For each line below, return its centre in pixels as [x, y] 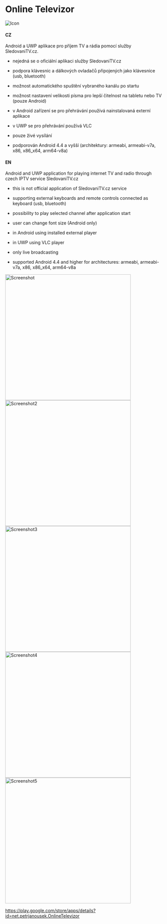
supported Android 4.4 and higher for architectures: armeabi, [76, 262]
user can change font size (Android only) [55, 223]
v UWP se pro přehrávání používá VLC [52, 126]
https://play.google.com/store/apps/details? [51, 911]
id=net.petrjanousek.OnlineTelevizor [42, 916]
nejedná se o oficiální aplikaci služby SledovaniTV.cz [67, 61]
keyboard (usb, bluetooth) [39, 204]
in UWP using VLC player [38, 243]
